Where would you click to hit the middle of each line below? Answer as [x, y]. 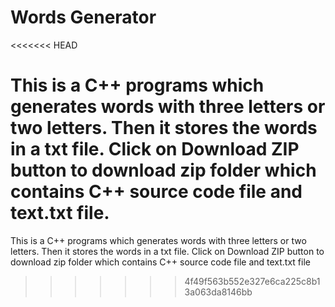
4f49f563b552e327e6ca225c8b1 [252, 281]
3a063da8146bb [218, 292]
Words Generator [83, 17]
